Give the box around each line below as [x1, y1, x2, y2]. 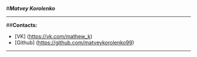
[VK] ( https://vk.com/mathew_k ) [14, 33, 93, 40]
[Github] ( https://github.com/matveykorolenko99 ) [14, 39, 135, 46]
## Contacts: [6, 22, 38, 28]
